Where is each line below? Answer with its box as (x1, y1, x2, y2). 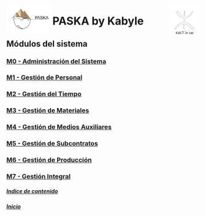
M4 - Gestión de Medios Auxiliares (6, 123, 112, 131)
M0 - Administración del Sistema (6, 57, 106, 66)
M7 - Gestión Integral (6, 172, 71, 180)
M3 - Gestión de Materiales (6, 106, 90, 115)
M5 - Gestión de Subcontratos (6, 139, 98, 148)
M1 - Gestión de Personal (6, 73, 83, 82)
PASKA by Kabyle (52, 14, 144, 28)
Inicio (6, 202, 21, 210)
